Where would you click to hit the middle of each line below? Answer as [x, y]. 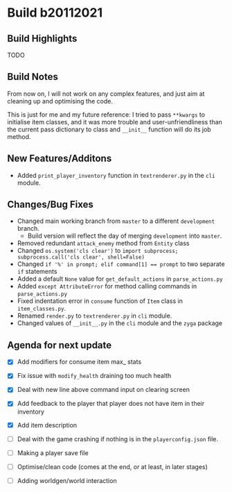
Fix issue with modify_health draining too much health [94, 376]
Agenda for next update [60, 345]
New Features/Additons [60, 159]
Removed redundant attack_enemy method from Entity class [103, 243]
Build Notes [33, 77]
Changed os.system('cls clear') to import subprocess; [98, 251]
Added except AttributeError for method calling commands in [107, 286]
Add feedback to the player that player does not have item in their [111, 404]
